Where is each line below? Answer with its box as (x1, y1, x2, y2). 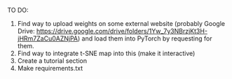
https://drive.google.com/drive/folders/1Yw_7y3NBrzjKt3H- (36, 27, 208, 35)
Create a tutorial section (17, 57, 88, 65)
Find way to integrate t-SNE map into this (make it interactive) (17, 49, 196, 57)
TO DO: (7, 6, 29, 14)
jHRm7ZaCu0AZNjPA (17, 34, 79, 43)
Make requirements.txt (17, 64, 83, 72)
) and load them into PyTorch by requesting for (77, 34, 212, 43)
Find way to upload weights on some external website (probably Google (17, 20, 226, 27)
